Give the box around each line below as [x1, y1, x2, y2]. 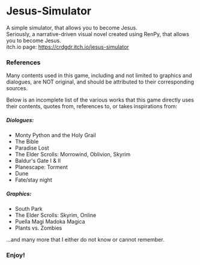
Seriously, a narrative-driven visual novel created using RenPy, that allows [6, 30, 189, 37]
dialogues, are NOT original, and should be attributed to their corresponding [6, 78, 194, 85]
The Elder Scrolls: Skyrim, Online [14, 212, 97, 219]
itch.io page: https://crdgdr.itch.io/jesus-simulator [6, 43, 129, 50]
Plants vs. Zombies [14, 224, 62, 232]
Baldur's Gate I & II [14, 157, 61, 165]
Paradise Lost [14, 144, 49, 151]
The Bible [14, 138, 39, 145]
